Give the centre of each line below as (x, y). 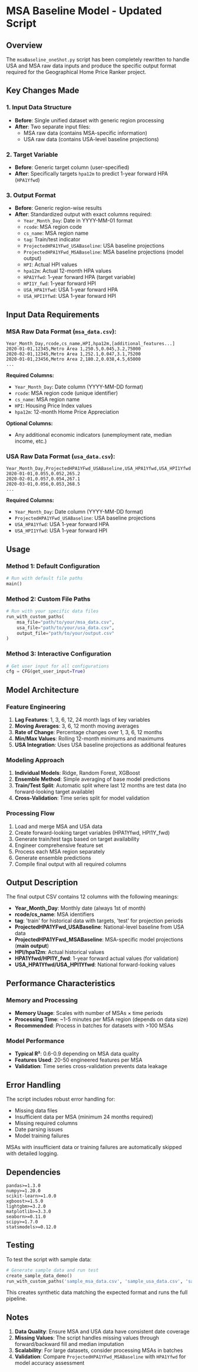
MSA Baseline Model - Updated (84, 11)
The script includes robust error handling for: (61, 1099)
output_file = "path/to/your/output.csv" (66, 633)
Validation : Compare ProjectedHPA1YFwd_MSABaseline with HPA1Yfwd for (100, 1357)
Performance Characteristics (61, 983)
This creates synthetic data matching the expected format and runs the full (97, 1292)
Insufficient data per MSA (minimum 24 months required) (84, 1117)
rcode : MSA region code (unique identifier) (66, 393)
